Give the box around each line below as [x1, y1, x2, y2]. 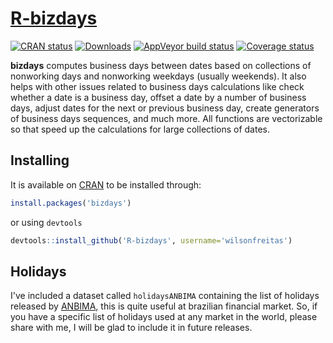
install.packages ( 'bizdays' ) [10, 198, 132, 208]
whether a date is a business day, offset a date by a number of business [10, 91, 307, 103]
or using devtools [10, 216, 83, 228]
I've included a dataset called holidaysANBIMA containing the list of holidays [10, 290, 320, 302]
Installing [10, 152, 70, 169]
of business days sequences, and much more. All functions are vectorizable [10, 112, 323, 124]
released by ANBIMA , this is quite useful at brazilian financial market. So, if [10, 300, 318, 312]
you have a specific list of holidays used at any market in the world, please [10, 311, 318, 323]
